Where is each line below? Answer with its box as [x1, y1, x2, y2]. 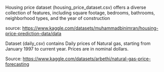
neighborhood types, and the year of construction [5, 15, 111, 21]
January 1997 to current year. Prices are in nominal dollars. [5, 46, 129, 52]
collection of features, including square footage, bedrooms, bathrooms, [5, 10, 155, 16]
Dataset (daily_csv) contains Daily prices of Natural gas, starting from [5, 40, 151, 46]
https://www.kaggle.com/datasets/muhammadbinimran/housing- [22, 25, 159, 31]
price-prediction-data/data [5, 31, 62, 36]
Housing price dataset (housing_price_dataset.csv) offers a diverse [5, 5, 146, 10]
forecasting [5, 61, 30, 67]
